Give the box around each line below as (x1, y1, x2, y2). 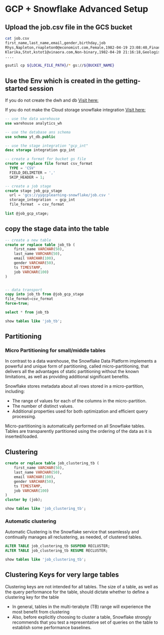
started (5, 84, 28, 93)
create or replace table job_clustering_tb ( (5, 461, 99, 466)
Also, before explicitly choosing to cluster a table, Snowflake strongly (12, 614, 151, 620)
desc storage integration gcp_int (5, 148, 76, 153)
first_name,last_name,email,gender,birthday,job (5, 40, 106, 45)
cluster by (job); (5, 497, 42, 503)
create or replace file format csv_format (5, 161, 93, 166)
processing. (12, 414, 37, 420)
